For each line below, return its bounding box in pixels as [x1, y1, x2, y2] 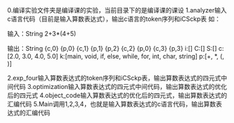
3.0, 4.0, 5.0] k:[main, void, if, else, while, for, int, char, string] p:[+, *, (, [22, 52, 225, 60]
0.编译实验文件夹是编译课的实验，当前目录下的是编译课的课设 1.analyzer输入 [7, 6, 227, 14]
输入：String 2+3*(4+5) [7, 30, 77, 38]
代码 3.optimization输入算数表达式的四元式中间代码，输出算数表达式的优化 [13, 83, 228, 90]
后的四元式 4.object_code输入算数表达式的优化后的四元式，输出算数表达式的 [7, 91, 228, 99]
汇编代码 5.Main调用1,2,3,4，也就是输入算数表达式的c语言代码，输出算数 [7, 100, 217, 108]
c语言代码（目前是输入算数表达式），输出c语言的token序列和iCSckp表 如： [7, 15, 221, 23]
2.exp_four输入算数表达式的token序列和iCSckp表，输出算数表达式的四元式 [7, 74, 221, 82]
